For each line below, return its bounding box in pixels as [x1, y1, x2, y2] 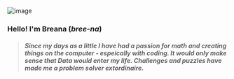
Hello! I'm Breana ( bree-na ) [7, 24, 102, 34]
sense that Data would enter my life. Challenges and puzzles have [24, 56, 222, 64]
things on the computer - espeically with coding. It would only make [24, 49, 227, 57]
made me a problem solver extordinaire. [24, 64, 144, 72]
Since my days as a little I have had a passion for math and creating [24, 41, 227, 50]
